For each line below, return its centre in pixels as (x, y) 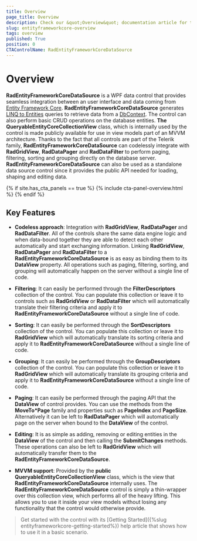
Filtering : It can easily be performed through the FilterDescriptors (95, 288)
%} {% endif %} (26, 194)
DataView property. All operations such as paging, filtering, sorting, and (101, 264)
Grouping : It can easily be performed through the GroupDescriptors (97, 361)
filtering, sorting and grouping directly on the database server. (81, 158)
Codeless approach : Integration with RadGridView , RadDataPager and (101, 227)
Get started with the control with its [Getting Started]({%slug (94, 519)
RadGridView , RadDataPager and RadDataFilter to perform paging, (88, 151)
